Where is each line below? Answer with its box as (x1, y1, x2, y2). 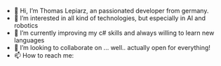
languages (13, 36, 45, 44)
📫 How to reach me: (13, 51, 74, 59)
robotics (13, 22, 39, 29)
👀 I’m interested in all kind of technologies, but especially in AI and (13, 14, 206, 22)
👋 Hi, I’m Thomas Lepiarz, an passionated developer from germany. (13, 7, 209, 15)
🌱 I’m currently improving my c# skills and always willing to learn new (13, 28, 215, 37)
